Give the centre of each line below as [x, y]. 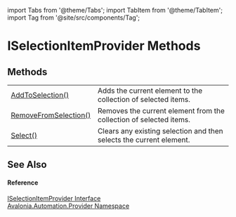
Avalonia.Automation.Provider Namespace [68, 206]
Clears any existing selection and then [160, 131]
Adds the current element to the [150, 91]
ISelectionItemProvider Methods [104, 46]
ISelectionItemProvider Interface [54, 198]
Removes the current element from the [161, 111]
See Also [27, 165]
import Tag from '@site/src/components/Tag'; [74, 18]
